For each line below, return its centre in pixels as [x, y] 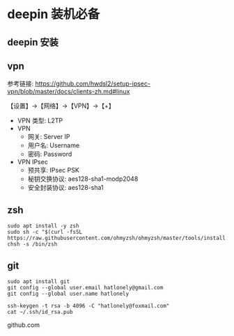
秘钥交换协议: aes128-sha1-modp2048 [83, 179]
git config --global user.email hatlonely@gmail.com [85, 288]
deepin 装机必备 [54, 14]
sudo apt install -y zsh [43, 226]
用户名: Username [54, 145]
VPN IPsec [33, 162]
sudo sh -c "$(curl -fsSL [45, 232]
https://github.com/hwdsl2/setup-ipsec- [93, 83]
